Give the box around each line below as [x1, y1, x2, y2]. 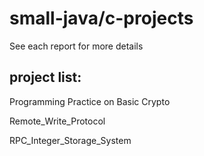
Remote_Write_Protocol [9, 115, 106, 127]
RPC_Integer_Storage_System [9, 134, 132, 146]
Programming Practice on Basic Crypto [9, 95, 171, 107]
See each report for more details [9, 40, 144, 52]
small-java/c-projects [9, 7, 194, 30]
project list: [9, 69, 82, 86]
